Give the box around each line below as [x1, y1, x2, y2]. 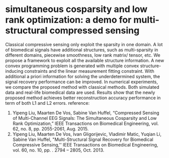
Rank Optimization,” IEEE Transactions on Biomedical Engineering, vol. [12, 120, 159, 126]
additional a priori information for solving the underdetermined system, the [5, 73, 160, 79]
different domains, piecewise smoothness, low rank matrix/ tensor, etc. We [5, 52, 160, 58]
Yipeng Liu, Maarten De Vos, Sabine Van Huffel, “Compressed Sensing [12, 109, 160, 116]
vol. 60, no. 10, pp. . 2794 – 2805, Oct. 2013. [12, 147, 104, 153]
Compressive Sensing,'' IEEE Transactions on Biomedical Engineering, [12, 141, 158, 147]
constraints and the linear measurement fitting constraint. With [24, 68, 155, 74]
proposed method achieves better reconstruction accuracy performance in [5, 94, 161, 101]
